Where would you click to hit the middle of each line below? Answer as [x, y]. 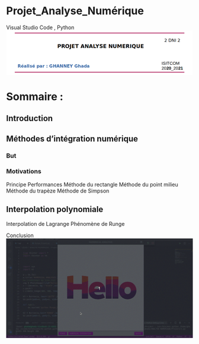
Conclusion [20, 235]
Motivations [24, 172]
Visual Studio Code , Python [40, 27]
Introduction [30, 119]
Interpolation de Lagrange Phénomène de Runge [65, 223]
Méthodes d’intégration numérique [72, 139]
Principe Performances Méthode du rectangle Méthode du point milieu [92, 184]
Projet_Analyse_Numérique [75, 11]
